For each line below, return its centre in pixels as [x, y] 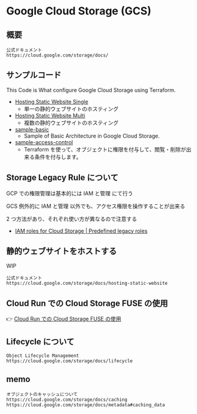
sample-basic [32, 129]
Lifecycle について [41, 342]
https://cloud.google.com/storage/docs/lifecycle [70, 361]
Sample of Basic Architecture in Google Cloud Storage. [92, 136]
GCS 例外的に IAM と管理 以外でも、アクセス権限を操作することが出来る [96, 206]
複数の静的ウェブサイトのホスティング [71, 123]
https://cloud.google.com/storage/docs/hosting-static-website [87, 284]
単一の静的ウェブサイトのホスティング [71, 109]
